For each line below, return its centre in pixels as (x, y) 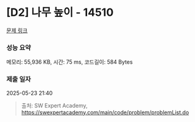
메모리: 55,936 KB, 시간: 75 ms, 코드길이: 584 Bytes (69, 62)
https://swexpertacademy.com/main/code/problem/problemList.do (105, 112)
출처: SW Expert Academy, (54, 105)
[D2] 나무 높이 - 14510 (60, 12)
